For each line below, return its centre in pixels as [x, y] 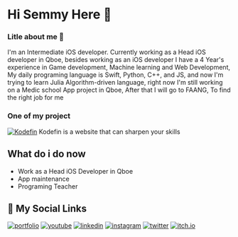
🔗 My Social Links [47, 208]
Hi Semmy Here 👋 [60, 15]
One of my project [39, 116]
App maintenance [43, 179]
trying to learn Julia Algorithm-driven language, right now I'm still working [115, 83]
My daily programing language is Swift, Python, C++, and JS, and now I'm [115, 75]
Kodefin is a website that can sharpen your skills [109, 132]
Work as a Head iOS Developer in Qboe [75, 171]
